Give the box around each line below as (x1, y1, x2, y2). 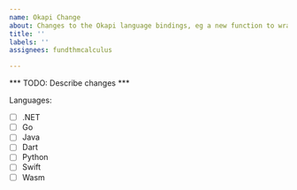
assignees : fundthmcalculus (9, 46, 113, 55)
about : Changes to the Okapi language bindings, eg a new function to (9, 21, 275, 30)
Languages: (9, 95, 52, 106)
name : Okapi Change (9, 12, 81, 22)
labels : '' (9, 37, 49, 47)
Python (21, 152, 49, 163)
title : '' (9, 29, 46, 38)
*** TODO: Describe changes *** (9, 78, 130, 88)
